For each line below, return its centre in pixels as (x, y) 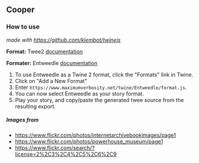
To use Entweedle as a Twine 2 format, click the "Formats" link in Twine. (104, 75)
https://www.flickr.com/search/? (55, 147)
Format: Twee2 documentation (45, 51)
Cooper (20, 10)
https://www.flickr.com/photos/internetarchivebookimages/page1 (95, 135)
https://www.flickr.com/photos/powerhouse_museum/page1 (89, 141)
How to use (23, 27)
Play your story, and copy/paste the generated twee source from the (99, 100)
